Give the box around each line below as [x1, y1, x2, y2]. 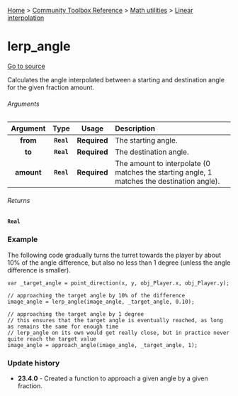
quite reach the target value [7, 335, 97, 343]
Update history [7, 358, 60, 368]
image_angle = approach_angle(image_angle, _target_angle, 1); [7, 341, 198, 348]
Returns [7, 196, 30, 204]
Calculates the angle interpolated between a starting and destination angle [7, 75, 225, 84]
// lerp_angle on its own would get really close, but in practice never [7, 329, 230, 336]
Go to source [7, 62, 45, 70]
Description [115, 123, 156, 133]
